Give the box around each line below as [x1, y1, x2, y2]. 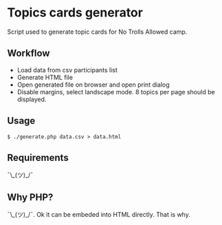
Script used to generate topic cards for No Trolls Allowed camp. [7, 28, 188, 36]
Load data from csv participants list [16, 65, 118, 74]
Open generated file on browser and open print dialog [16, 81, 170, 89]
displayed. [16, 95, 47, 103]
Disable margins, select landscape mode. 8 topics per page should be [16, 87, 215, 96]
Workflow [7, 47, 50, 59]
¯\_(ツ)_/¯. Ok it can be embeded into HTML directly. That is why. [7, 211, 190, 219]
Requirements [7, 151, 69, 163]
